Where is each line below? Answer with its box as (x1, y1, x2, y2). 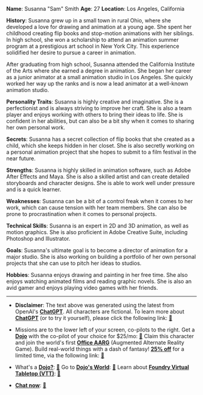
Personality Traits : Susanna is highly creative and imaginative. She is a (6, 98, 183, 105)
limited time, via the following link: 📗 (14, 352, 105, 359)
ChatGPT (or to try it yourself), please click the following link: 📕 (14, 315, 173, 321)
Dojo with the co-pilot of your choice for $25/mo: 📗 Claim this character (14, 333, 195, 339)
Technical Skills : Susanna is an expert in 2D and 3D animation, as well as (6, 222, 189, 229)
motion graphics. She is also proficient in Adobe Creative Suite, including (6, 229, 188, 235)
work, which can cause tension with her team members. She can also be (6, 204, 187, 211)
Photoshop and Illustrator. (6, 235, 71, 242)
